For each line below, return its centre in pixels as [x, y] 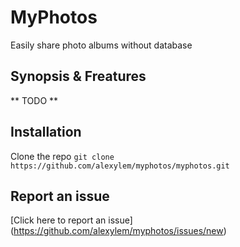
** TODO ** [34, 100]
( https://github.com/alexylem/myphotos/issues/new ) [118, 231]
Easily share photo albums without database [101, 45]
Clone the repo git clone [62, 156]
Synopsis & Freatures [78, 76]
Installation [46, 132]
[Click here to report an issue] [71, 220]
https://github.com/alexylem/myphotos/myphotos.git [120, 166]
